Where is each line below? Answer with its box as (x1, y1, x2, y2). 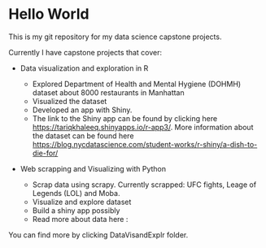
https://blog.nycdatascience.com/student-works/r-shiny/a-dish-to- (32, 139, 258, 149)
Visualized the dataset (32, 96, 107, 106)
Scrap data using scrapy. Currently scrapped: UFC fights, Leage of (32, 180, 257, 189)
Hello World (8, 5, 89, 24)
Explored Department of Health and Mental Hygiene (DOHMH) (32, 79, 242, 89)
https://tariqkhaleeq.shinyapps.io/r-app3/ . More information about (32, 122, 254, 132)
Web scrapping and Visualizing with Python (20, 163, 167, 173)
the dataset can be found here (32, 131, 134, 141)
